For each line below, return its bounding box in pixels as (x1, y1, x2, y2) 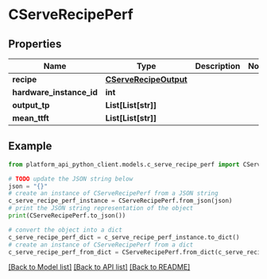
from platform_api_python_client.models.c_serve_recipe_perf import (8, 160, 240, 168)
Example (8, 139, 52, 153)
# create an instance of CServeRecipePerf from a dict (8, 240, 194, 249)
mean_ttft (12, 113, 49, 124)
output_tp (12, 100, 50, 110)
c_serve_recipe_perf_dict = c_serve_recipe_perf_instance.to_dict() (8, 233, 240, 241)
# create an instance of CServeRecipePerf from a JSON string (8, 189, 219, 197)
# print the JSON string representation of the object (8, 204, 194, 212)
